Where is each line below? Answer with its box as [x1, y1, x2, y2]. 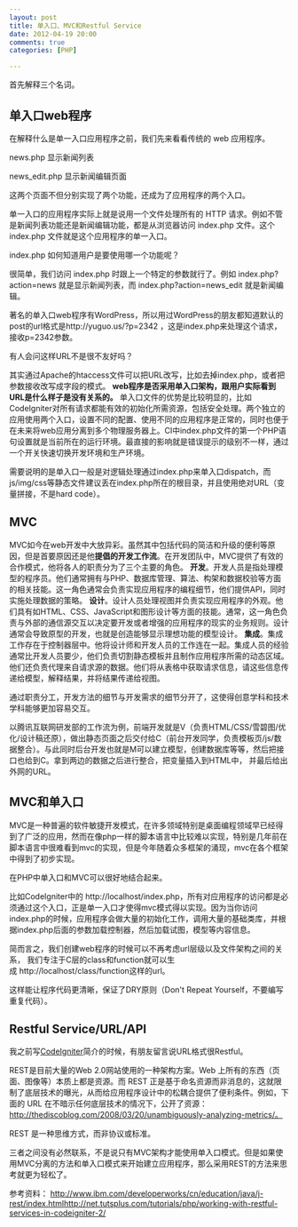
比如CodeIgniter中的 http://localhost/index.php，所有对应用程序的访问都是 [9, 890, 281, 902]
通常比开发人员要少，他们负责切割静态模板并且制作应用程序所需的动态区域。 [9, 650, 289, 661]
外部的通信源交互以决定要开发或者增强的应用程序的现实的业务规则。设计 [24, 617, 289, 627]
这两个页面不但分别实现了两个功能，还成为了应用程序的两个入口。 [9, 189, 250, 200]
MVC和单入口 [9, 794, 84, 809]
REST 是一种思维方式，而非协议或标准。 [9, 1128, 156, 1139]
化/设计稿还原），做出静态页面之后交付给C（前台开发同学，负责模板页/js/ [9, 732, 275, 743]
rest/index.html [9, 1199, 65, 1209]
